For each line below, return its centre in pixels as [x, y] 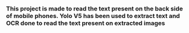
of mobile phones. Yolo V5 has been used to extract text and [93, 16]
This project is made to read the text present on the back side [94, 9]
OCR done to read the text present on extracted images [85, 23]
